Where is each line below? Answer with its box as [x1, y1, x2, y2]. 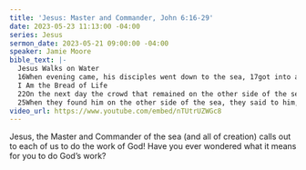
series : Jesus [9, 30, 64, 39]
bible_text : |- [9, 55, 67, 65]
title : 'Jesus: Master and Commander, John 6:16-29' [9, 13, 214, 23]
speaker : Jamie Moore [9, 47, 92, 56]
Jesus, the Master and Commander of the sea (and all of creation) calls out [9, 131, 291, 142]
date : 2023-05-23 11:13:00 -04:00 [9, 22, 141, 31]
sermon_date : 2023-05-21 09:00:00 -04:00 [9, 38, 169, 48]
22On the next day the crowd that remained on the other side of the [17, 89, 287, 98]
